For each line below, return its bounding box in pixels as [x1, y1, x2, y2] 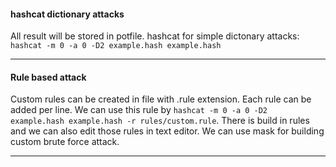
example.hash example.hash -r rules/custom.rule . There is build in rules [10, 115, 310, 127]
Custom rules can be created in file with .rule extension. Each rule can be [10, 93, 312, 105]
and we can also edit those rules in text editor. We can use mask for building [10, 125, 325, 137]
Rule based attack [10, 71, 87, 83]
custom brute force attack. [10, 136, 120, 148]
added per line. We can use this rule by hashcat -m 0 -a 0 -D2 [10, 104, 268, 116]
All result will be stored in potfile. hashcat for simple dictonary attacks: [10, 30, 300, 42]
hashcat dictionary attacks [10, 8, 125, 20]
